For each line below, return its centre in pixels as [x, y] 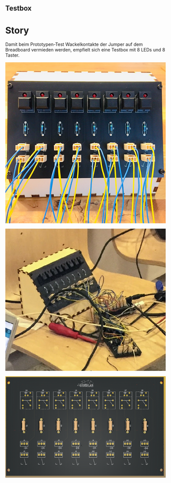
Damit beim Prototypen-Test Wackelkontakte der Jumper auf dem [74, 44]
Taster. [12, 55]
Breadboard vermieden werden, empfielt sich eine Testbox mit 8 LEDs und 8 [85, 50]
